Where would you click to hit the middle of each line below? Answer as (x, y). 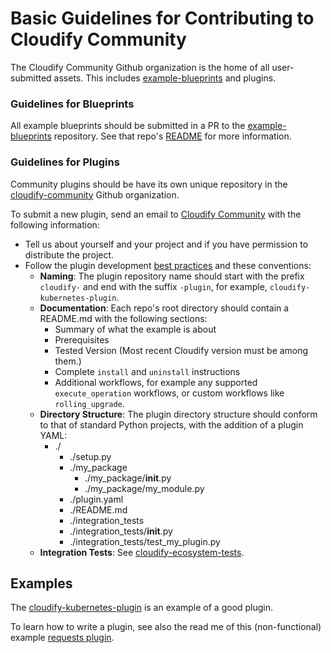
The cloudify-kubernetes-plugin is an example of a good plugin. (142, 608)
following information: (55, 224)
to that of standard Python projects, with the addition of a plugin (171, 424)
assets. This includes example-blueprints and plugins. (165, 78)
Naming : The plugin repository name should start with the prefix (172, 276)
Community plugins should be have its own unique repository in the (149, 184)
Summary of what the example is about (135, 329)
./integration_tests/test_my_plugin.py (145, 541)
